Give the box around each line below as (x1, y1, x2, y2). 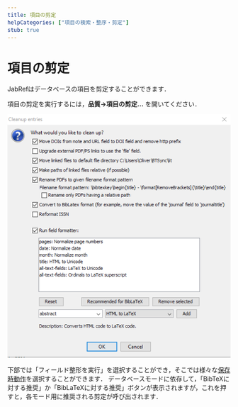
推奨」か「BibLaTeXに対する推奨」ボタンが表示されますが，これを (25, 384, 221, 392)
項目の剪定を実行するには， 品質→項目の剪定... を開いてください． (7, 100, 201, 108)
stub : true (7, 26, 40, 33)
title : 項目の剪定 (7, 11, 57, 18)
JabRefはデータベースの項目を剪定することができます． (7, 85, 171, 94)
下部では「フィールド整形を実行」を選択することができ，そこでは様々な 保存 (7, 366, 231, 374)
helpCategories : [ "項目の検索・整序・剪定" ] (7, 18, 130, 26)
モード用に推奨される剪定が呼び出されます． (31, 392, 162, 401)
